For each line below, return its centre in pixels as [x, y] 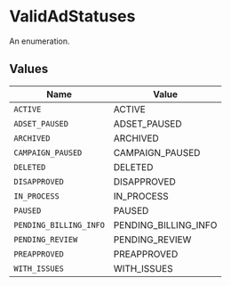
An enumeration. [40, 41]
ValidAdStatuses [72, 16]
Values [29, 69]
